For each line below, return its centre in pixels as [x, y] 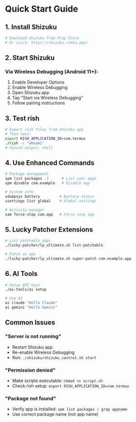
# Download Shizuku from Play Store [42, 38]
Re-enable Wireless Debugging [43, 352]
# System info [19, 192]
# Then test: [18, 134]
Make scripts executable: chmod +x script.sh [57, 381]
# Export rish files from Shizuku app [44, 130]
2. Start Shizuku [30, 58]
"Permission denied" [30, 370]
